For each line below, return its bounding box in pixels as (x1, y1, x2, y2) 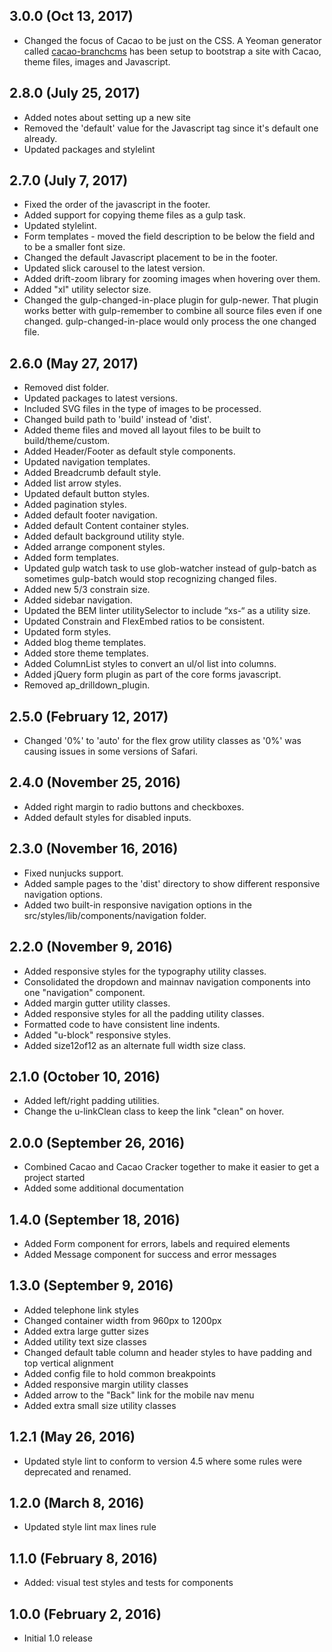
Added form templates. (23, 552, 119, 564)
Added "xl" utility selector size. (23, 284, 152, 296)
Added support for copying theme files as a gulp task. (23, 209, 246, 221)
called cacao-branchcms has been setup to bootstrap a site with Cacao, (23, 45, 322, 57)
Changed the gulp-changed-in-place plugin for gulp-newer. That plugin (23, 294, 319, 306)
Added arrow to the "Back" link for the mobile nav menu (23, 1389, 255, 1401)
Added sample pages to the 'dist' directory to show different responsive (23, 877, 321, 889)
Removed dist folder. (23, 382, 110, 394)
